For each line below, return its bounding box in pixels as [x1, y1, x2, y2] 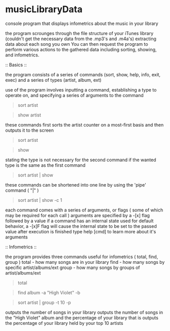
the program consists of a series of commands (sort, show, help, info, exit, [5, 71, 161, 77]
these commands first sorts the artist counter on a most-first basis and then [5, 122, 164, 128]
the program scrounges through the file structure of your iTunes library [5, 30, 154, 36]
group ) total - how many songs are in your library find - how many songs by [5, 259, 165, 265]
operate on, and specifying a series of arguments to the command [5, 92, 144, 98]
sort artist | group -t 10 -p [17, 299, 71, 306]
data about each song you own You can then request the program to [5, 41, 148, 47]
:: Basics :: [5, 62, 27, 68]
